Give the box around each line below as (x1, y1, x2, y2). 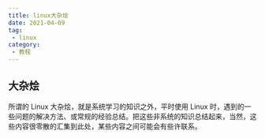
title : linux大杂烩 (8, 11, 69, 20)
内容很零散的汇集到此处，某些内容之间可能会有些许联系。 (14, 121, 202, 131)
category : (8, 41, 41, 49)
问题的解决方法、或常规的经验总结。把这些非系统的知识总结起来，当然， (14, 111, 250, 121)
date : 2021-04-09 (8, 19, 65, 27)
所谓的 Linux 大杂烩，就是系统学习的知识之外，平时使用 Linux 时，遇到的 (8, 102, 244, 111)
